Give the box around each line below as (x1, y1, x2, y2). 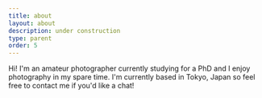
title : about (8, 11, 52, 20)
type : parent (8, 34, 52, 43)
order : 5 (8, 42, 38, 50)
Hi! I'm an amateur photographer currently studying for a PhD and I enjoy (8, 63, 251, 73)
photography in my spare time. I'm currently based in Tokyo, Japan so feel (8, 72, 256, 82)
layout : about (8, 19, 56, 27)
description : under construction (8, 27, 121, 35)
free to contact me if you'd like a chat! (8, 81, 135, 91)
